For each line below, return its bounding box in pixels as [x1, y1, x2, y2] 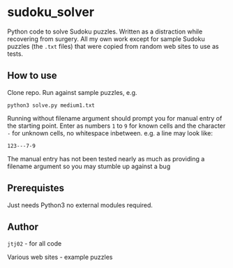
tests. [7, 50, 23, 58]
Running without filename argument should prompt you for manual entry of [7, 114, 223, 122]
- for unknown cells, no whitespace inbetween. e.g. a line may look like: [7, 128, 213, 137]
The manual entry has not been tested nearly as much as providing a [7, 154, 205, 163]
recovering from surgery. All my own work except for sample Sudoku [7, 34, 205, 43]
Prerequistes [7, 182, 65, 194]
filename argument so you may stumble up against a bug [7, 162, 171, 170]
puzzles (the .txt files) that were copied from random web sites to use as [7, 42, 219, 50]
